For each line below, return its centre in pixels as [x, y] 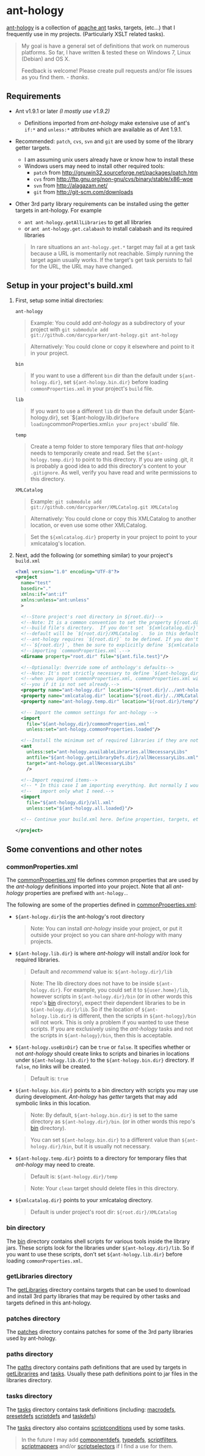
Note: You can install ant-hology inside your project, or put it [106, 929]
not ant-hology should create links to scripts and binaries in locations [102, 1054]
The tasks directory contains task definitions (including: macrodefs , [91, 1409]
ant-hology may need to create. [55, 1165]
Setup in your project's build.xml [70, 285]
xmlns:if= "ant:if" [44, 595]
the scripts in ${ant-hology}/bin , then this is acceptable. [101, 1035]
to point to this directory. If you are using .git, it [135, 459]
